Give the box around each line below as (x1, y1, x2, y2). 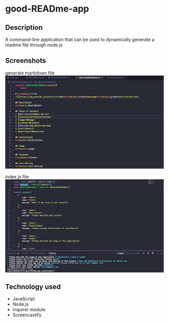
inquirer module (12, 306, 46, 313)
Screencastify (12, 312, 42, 318)
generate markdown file (5, 70, 55, 76)
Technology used (5, 282, 61, 291)
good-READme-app (5, 3, 90, 15)
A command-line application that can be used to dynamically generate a (5, 36, 155, 42)
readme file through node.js (5, 42, 63, 48)
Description (5, 23, 43, 32)
